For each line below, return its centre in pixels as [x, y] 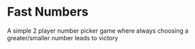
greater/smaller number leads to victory [63, 37]
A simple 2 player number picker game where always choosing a [98, 31]
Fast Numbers [48, 12]
